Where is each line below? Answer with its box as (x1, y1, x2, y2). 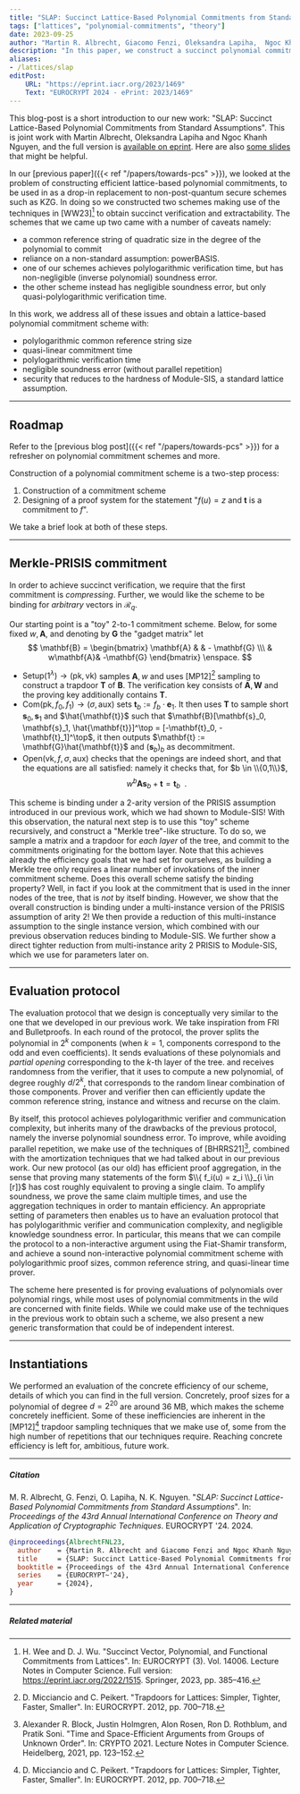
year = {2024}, (17, 1579, 94, 1588)
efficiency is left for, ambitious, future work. (9, 1440, 170, 1450)
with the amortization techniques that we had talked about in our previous (9, 1152, 280, 1163)
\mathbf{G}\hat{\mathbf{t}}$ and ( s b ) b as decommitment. (21, 741, 235, 754)
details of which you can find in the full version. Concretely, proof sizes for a (9, 1390, 290, 1400)
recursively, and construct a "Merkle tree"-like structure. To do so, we (9, 826, 266, 837)
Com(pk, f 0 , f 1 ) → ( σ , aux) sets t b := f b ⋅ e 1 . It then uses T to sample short (21, 699, 289, 712)
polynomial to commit (21, 243, 103, 255)
